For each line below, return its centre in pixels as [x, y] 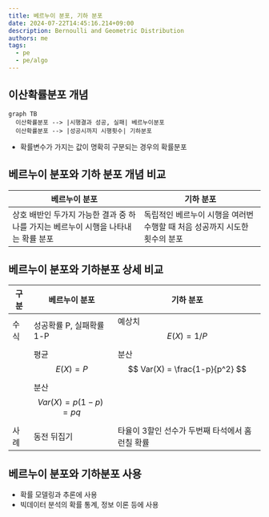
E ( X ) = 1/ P [187, 336]
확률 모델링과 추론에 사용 [58, 495]
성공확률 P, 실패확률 [69, 325]
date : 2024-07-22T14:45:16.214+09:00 [71, 23]
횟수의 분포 [163, 239]
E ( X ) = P [72, 370]
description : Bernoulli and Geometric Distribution [96, 30]
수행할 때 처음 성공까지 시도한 [196, 227]
